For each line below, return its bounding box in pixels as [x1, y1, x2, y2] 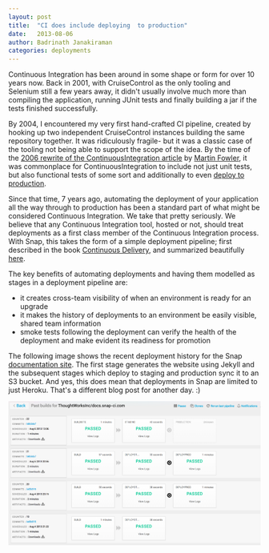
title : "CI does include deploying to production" [8, 21, 188, 30]
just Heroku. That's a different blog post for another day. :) [8, 385, 201, 395]
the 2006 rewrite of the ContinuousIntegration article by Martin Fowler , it [8, 153, 247, 163]
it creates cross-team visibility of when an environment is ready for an [19, 293, 251, 303]
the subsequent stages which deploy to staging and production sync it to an [8, 368, 259, 378]
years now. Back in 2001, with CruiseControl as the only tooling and [8, 78, 231, 88]
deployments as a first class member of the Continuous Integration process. [8, 228, 259, 238]
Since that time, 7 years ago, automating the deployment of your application [8, 194, 259, 204]
